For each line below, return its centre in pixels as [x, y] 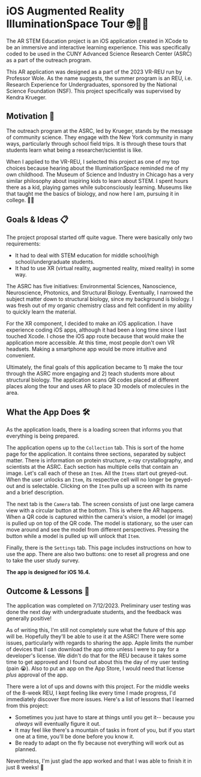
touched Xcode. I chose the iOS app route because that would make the [95, 336]
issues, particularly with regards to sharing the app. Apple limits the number [100, 643]
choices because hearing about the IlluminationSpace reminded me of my [97, 168]
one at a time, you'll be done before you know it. [75, 737]
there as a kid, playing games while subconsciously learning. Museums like [99, 187]
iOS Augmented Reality [65, 11]
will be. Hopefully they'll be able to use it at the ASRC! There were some [95, 637]
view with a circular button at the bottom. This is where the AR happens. [95, 510]
